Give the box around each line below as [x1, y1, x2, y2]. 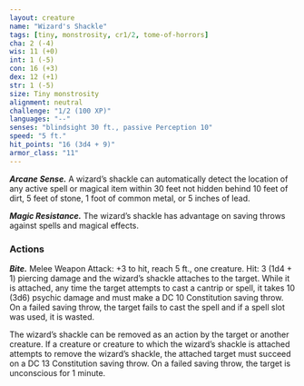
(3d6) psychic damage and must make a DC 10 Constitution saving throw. [9, 292, 284, 302]
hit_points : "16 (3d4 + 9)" [9, 140, 116, 149]
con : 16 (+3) [9, 64, 59, 74]
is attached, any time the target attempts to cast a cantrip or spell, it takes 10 [9, 282, 296, 293]
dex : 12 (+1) [9, 73, 59, 82]
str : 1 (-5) [9, 81, 54, 90]
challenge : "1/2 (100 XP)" [9, 106, 112, 115]
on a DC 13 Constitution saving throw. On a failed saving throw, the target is [9, 358, 291, 369]
